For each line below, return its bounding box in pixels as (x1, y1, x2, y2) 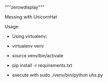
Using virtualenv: (12, 33, 47, 39)
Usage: (5, 23, 20, 29)
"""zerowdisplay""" (5, 4, 45, 10)
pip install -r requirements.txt (12, 62, 72, 68)
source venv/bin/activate (12, 52, 64, 58)
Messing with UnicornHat (5, 14, 57, 19)
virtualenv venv (12, 43, 44, 49)
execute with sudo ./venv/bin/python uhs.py (12, 72, 103, 78)
